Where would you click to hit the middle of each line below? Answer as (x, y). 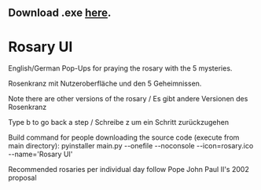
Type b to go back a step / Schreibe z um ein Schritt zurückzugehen (119, 122)
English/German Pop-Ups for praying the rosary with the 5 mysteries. (120, 68)
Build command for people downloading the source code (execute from (124, 137)
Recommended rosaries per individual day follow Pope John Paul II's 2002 (129, 170)
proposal (22, 178)
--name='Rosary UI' (40, 154)
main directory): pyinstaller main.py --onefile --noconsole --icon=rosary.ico (131, 146)
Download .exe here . (60, 13)
